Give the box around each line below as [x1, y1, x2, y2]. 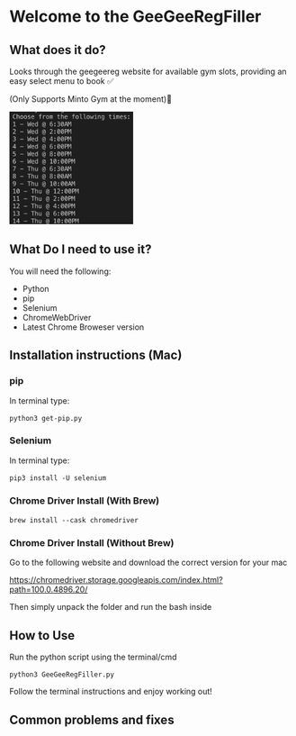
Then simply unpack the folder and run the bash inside [9, 602, 212, 613]
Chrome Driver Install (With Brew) [9, 494, 160, 506]
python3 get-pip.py [9, 413, 83, 423]
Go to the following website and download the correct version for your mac [9, 557, 288, 568]
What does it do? [9, 42, 106, 58]
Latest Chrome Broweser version [22, 322, 145, 332]
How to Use [9, 628, 76, 643]
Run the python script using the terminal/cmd [9, 651, 177, 663]
